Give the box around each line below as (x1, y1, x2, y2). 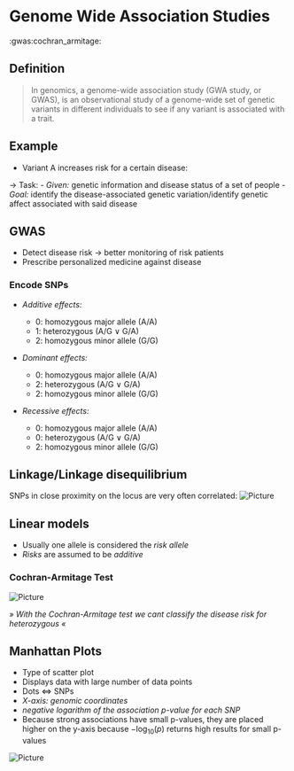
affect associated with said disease (9, 198, 138, 209)
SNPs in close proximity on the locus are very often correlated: (9, 490, 238, 502)
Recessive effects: (21, 405, 89, 416)
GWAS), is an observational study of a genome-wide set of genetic (30, 94, 275, 105)
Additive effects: (21, 299, 82, 309)
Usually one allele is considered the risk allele (21, 540, 189, 550)
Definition (9, 61, 65, 76)
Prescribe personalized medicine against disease (21, 257, 202, 268)
